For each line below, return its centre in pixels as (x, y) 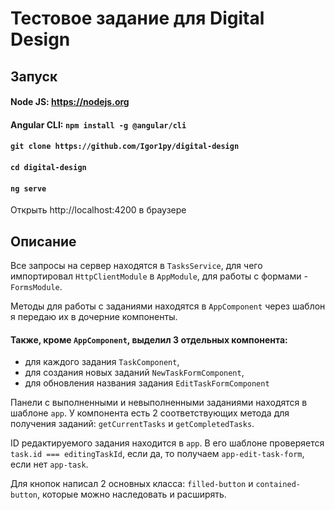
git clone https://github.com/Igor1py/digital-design (125, 147)
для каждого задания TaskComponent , (102, 362)
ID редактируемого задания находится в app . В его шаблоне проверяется (167, 443)
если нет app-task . (49, 464)
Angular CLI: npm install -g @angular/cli (98, 124)
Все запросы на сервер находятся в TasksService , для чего (136, 265)
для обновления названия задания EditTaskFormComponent (147, 383)
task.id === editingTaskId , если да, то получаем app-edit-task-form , (157, 454)
